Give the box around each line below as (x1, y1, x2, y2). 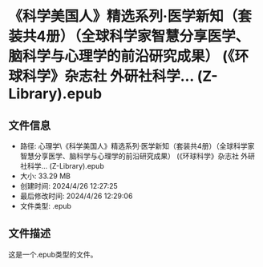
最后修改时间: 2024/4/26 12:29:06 (19, 191, 133, 201)
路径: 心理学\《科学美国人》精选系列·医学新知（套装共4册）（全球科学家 (19, 141, 255, 150)
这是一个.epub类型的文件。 (8, 249, 98, 259)
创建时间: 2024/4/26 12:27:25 (19, 181, 118, 190)
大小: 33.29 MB (19, 171, 71, 181)
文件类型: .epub (19, 201, 72, 210)
